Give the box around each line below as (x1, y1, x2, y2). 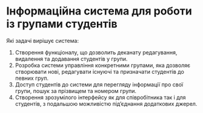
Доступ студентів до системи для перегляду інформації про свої (15, 80, 184, 88)
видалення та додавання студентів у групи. (15, 55, 128, 62)
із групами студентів (6, 17, 118, 31)
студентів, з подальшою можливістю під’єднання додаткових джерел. (15, 100, 198, 107)
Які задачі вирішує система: (6, 37, 79, 44)
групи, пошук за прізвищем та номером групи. (15, 87, 137, 94)
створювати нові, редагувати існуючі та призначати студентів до (15, 68, 185, 75)
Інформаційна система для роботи (6, 4, 192, 18)
